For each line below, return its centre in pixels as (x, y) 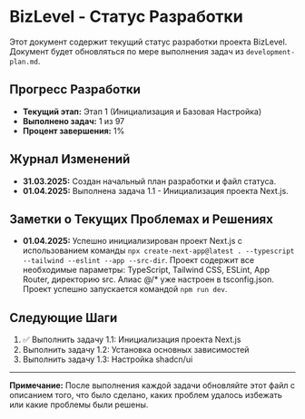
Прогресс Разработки (75, 89)
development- (270, 52)
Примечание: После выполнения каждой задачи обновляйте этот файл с (152, 385)
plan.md (24, 62)
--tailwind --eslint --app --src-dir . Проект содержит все (138, 260)
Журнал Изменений (70, 159)
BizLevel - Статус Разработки (126, 17)
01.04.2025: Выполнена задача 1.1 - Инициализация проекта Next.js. (155, 190)
